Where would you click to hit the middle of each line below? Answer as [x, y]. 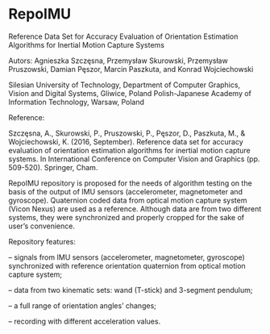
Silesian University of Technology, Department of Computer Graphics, [124, 85]
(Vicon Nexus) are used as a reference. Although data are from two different [135, 209]
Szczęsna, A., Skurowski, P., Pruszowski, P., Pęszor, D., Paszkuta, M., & [127, 133]
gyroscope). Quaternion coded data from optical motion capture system [128, 200]
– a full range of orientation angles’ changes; [83, 305]
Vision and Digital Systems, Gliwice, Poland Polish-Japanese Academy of [130, 93]
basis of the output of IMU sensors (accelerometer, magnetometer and [126, 191]
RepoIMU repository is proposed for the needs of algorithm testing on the [130, 183]
